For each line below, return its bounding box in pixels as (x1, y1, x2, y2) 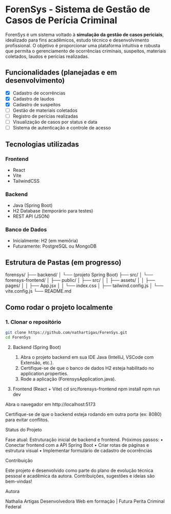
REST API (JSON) (12, 213, 50, 219)
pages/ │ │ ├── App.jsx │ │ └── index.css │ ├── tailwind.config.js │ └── (5, 282, 163, 289)
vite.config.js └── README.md (5, 288, 72, 294)
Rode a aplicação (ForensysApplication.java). (20, 376, 117, 382)
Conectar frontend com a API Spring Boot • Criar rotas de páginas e (5, 442, 149, 448)
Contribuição (5, 457, 33, 463)
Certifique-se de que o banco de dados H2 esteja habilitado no (20, 365, 154, 371)
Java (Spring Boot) (12, 202, 53, 208)
